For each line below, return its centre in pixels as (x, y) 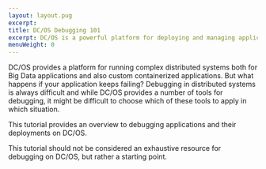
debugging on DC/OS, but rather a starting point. (88, 157)
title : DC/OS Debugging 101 (55, 30)
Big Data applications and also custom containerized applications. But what (131, 76)
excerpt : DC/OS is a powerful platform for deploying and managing (122, 38)
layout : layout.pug (40, 15)
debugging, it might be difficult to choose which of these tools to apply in (127, 101)
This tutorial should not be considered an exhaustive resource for (115, 148)
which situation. (34, 109)
